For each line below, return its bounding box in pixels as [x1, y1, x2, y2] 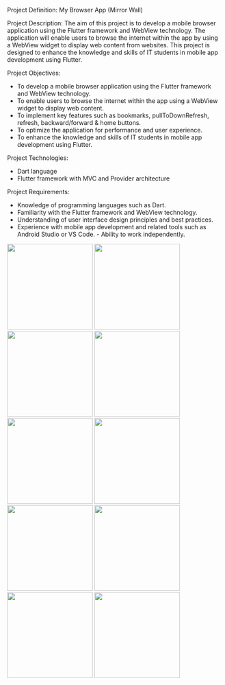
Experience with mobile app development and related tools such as [16, 223, 207, 231]
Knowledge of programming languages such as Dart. [16, 201, 166, 209]
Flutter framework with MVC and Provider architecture [16, 174, 170, 183]
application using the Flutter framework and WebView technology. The [7, 27, 206, 34]
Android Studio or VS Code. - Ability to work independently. [16, 230, 185, 238]
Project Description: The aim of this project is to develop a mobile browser [7, 19, 217, 27]
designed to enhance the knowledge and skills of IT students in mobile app [7, 48, 219, 56]
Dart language [16, 167, 57, 175]
